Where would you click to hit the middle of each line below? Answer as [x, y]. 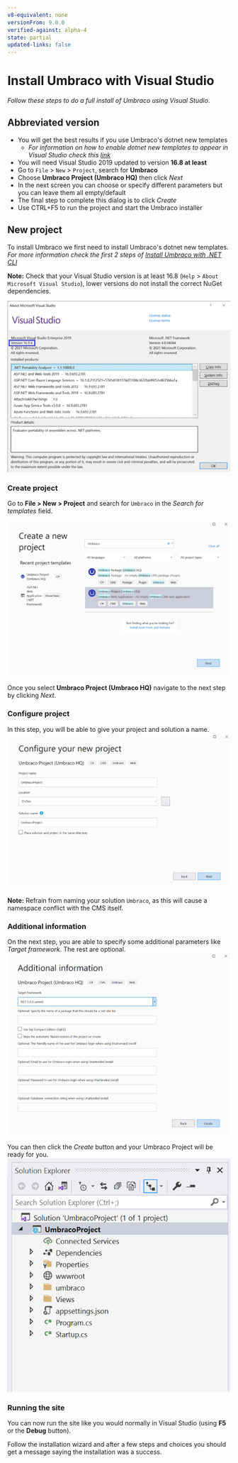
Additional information [47, 926]
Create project [33, 488]
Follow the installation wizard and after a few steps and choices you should [117, 1445]
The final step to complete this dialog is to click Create [97, 200]
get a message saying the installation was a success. [85, 1452]
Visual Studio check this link [69, 155]
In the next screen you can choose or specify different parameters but [120, 185]
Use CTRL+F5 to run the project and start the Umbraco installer [110, 207]
